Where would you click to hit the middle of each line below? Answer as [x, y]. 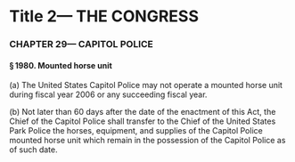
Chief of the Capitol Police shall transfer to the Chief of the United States [143, 121]
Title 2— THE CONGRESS [104, 16]
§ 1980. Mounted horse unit [61, 65]
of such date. [33, 150]
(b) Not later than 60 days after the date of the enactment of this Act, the [143, 112]
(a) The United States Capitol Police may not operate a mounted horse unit [146, 85]
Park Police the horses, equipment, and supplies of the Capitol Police [136, 131]
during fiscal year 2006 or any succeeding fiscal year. [108, 94]
